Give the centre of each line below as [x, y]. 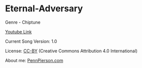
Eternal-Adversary [44, 9]
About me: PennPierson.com [34, 60]
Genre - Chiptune [23, 22]
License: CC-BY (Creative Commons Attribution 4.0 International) [71, 51]
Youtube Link [18, 32]
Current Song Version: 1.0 [31, 41]
